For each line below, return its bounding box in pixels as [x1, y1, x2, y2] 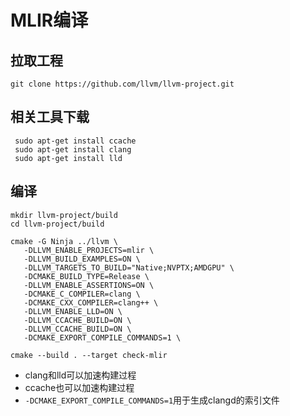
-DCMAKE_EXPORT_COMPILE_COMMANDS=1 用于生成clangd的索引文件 [24, 394, 280, 406]
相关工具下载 [10, 109, 90, 126]
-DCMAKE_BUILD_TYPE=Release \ [23, 271, 150, 281]
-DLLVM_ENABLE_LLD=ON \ [23, 306, 123, 316]
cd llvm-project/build [10, 219, 105, 229]
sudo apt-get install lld [14, 153, 123, 163]
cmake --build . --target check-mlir [10, 350, 168, 360]
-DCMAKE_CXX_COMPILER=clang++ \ [23, 297, 159, 308]
